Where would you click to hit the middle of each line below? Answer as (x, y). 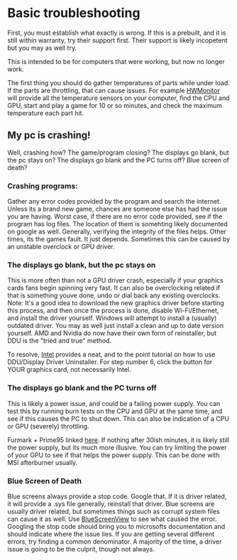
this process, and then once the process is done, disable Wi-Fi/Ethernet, (113, 311)
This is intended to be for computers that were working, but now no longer (116, 61)
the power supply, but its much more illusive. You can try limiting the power (117, 447)
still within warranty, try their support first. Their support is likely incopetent (117, 40)
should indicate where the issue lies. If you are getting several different (111, 534)
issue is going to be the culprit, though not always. (81, 549)
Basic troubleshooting (74, 13)
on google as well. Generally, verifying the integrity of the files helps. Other (117, 231)
